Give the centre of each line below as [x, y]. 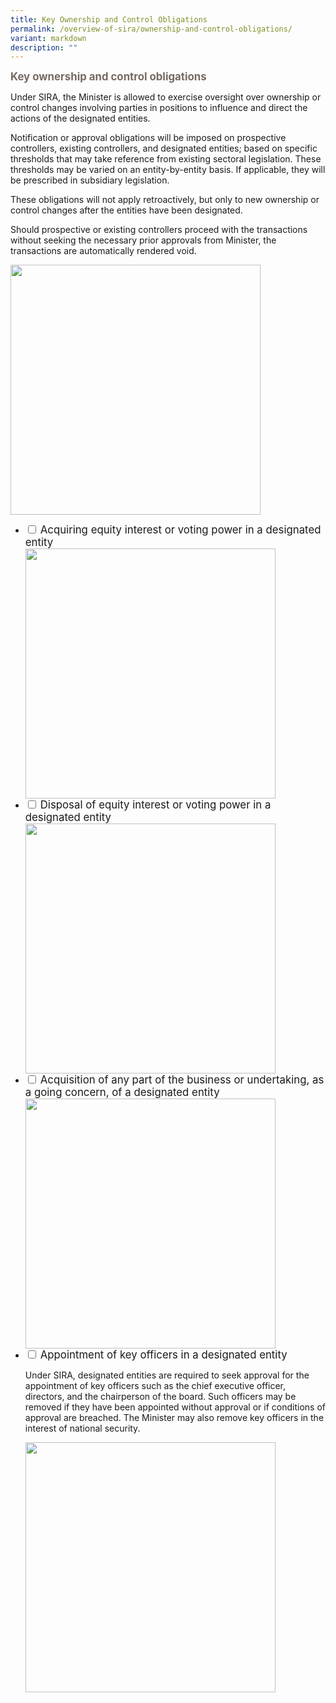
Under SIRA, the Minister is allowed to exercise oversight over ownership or [166, 97]
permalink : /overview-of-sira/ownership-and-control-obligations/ [151, 29]
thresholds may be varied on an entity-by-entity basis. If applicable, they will [168, 170]
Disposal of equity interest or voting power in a [155, 805]
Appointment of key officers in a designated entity [163, 1355]
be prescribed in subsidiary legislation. [90, 180]
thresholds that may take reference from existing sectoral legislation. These [166, 159]
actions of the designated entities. [80, 118]
